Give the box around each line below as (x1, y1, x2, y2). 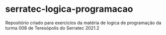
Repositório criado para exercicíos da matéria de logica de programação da (5, 20, 162, 26)
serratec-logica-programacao (5, 3, 133, 15)
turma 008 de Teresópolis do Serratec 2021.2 (5, 25, 100, 31)
